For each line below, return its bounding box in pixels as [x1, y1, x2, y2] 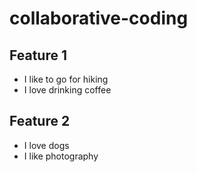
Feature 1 [9, 47, 67, 64]
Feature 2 [9, 113, 71, 130]
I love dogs [23, 139, 70, 151]
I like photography [23, 150, 99, 162]
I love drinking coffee [23, 84, 112, 96]
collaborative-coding [9, 7, 189, 30]
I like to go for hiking [23, 73, 109, 85]
